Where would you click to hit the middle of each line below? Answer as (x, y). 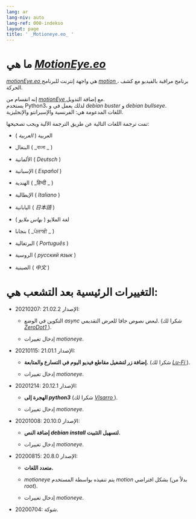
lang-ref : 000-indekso (35, 23)
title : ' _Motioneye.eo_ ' (40, 34)
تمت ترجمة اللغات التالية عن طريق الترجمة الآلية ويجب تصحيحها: (78, 124)
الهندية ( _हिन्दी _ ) (34, 183)
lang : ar (17, 12)
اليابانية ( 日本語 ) (35, 207)
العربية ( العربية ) (34, 135)
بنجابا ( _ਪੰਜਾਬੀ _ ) (35, 231)
